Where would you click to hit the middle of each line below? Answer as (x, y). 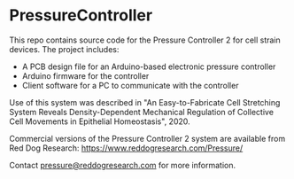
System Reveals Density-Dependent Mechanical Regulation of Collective (142, 112)
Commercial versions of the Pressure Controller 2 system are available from (147, 138)
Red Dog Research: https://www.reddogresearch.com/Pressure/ (126, 148)
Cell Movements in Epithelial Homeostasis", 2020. (100, 121)
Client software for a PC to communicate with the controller (130, 85)
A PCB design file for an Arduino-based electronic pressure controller (149, 66)
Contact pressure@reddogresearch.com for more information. (123, 165)
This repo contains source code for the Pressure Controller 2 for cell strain (145, 40)
